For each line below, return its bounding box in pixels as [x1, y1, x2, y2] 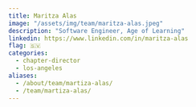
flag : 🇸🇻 [8, 42, 42, 50]
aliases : [8, 72, 38, 80]
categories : [8, 49, 48, 57]
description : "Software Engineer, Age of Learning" [8, 27, 185, 35]
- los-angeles [15, 64, 63, 72]
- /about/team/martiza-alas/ [15, 79, 113, 87]
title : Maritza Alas [8, 11, 78, 20]
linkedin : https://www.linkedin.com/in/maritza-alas [8, 34, 189, 43]
